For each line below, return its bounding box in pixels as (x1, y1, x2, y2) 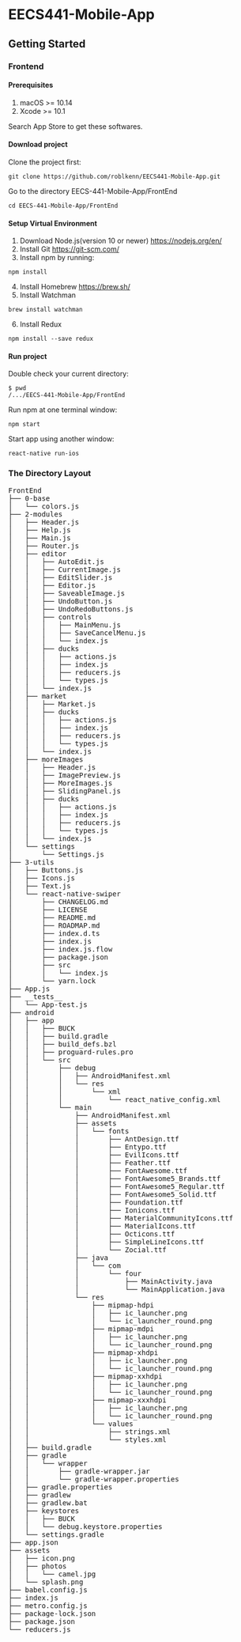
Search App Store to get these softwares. (8, 121, 143, 131)
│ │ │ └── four (8, 1269, 142, 1278)
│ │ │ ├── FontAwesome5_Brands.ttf (8, 1174, 221, 1183)
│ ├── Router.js (8, 541, 80, 550)
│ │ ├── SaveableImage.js (8, 588, 126, 598)
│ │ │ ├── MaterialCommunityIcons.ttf (8, 1213, 234, 1223)
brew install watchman (8, 306, 83, 314)
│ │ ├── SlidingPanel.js (8, 786, 121, 796)
